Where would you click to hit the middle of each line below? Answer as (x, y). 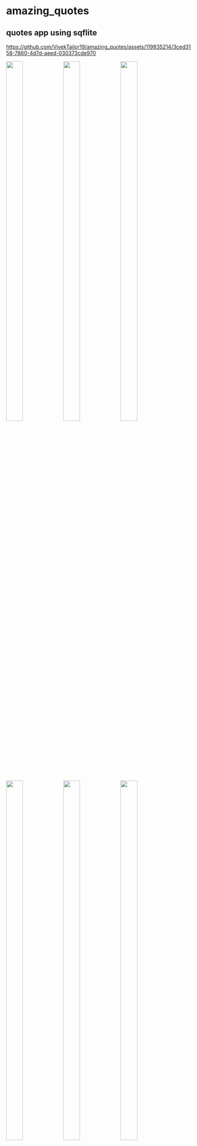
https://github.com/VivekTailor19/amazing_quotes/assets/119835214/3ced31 (98, 47)
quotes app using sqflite (52, 33)
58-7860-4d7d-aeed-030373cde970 (51, 53)
